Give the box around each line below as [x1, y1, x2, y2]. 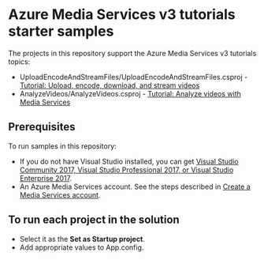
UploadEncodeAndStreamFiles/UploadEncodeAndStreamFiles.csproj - [19, 72, 248, 81]
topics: [8, 57, 31, 66]
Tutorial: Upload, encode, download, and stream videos [19, 81, 200, 90]
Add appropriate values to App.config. [19, 243, 144, 252]
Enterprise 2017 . [19, 173, 73, 183]
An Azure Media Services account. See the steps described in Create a [19, 182, 251, 191]
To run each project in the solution [8, 213, 180, 227]
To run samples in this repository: [8, 141, 117, 151]
